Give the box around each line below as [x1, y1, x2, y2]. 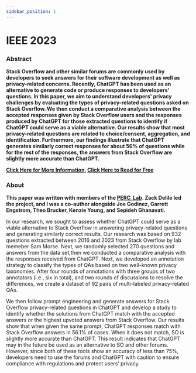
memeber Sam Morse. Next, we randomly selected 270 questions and [6, 243, 175, 250]
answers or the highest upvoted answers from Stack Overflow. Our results [6, 317, 185, 324]
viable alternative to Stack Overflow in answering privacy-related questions [6, 224, 188, 231]
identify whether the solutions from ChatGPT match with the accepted [6, 310, 176, 317]
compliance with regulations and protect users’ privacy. [6, 360, 140, 367]
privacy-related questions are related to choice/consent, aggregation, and [6, 130, 190, 138]
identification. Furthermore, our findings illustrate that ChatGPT [6, 136, 165, 143]
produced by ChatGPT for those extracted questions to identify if [6, 118, 168, 125]
